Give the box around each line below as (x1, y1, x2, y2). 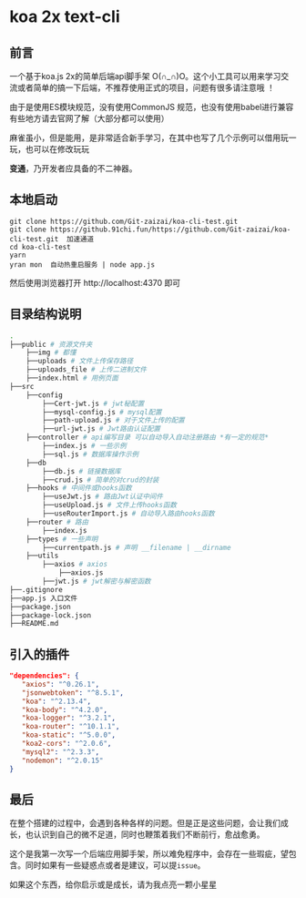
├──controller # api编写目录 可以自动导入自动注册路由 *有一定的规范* (25, 433, 269, 443)
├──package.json (9, 602, 71, 611)
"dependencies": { (9, 671, 79, 680)
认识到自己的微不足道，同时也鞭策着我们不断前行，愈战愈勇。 (33, 829, 265, 840)
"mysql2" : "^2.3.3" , (21, 747, 100, 757)
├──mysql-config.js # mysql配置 (42, 407, 162, 416)
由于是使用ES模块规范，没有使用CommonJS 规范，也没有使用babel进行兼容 (9, 102, 294, 112)
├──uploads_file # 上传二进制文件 (25, 365, 148, 374)
